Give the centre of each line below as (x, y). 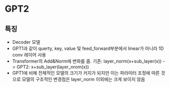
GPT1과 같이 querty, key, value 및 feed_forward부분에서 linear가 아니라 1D (88, 48)
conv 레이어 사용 (29, 55)
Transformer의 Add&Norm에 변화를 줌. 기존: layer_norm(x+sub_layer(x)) (87, 61)
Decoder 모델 (26, 42)
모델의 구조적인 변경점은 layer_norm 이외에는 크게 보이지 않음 (83, 79)
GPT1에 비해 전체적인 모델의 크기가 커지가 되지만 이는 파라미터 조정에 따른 (86, 73)
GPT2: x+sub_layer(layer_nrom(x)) (53, 67)
